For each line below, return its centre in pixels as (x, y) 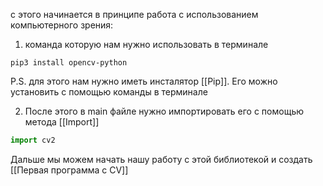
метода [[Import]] (62, 122)
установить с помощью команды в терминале (109, 92)
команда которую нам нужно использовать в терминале (146, 44)
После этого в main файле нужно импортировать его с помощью (164, 111)
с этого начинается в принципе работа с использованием (134, 14)
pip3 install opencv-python (69, 63)
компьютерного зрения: (62, 25)
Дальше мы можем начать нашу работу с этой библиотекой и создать (161, 159)
